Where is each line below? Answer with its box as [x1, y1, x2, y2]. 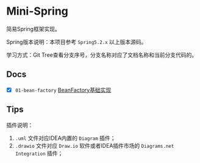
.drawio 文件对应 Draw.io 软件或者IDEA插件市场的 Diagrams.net [15, 142, 174, 149]
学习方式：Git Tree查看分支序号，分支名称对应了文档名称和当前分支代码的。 [6, 51, 197, 59]
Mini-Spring [6, 4, 69, 18]
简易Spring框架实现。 [6, 25, 61, 32]
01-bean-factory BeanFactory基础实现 [15, 86, 112, 93]
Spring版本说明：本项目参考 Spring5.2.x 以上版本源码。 [6, 38, 147, 45]
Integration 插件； [15, 150, 63, 157]
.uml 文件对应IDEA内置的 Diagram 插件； [15, 134, 116, 142]
